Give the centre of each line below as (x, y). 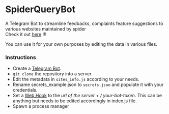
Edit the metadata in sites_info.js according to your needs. (76, 79)
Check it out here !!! (26, 34)
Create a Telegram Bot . (37, 68)
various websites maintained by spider (46, 28)
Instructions (21, 57)
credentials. (25, 90)
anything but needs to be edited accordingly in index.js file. (75, 101)
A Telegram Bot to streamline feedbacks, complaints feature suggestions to (84, 23)
